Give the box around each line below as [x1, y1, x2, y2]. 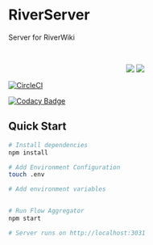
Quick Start [8, 120, 67, 133]
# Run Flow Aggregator [8, 207, 85, 215]
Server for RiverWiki [8, 32, 75, 42]
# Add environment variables [8, 185, 106, 193]
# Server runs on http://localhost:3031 [8, 229, 147, 237]
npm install [8, 148, 48, 157]
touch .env [8, 171, 45, 179]
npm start [8, 214, 42, 222]
